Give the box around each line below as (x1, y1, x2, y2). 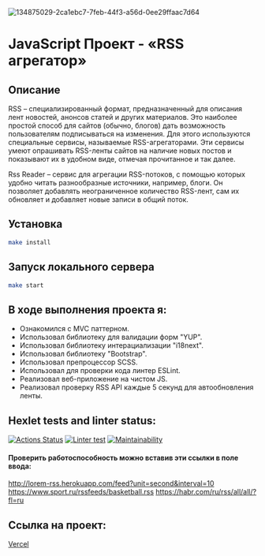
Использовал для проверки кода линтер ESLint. (19, 366, 181, 375)
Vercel (8, 539, 29, 549)
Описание (8, 83, 61, 96)
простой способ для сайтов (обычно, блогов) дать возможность (8, 121, 226, 130)
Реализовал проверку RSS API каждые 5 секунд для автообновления (19, 382, 254, 392)
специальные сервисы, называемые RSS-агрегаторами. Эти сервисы (8, 138, 244, 147)
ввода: (8, 461, 32, 471)
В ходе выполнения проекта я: (8, 303, 167, 316)
